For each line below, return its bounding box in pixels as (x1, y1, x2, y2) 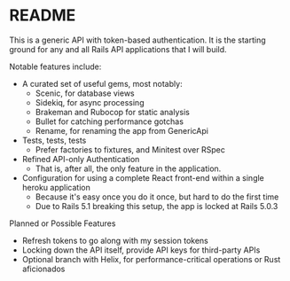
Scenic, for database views (35, 88, 135, 98)
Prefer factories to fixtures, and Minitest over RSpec (35, 144, 226, 155)
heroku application (21, 182, 90, 192)
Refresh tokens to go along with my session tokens (21, 235, 208, 246)
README (9, 5, 76, 26)
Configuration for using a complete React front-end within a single (21, 172, 264, 183)
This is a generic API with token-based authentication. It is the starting (9, 35, 266, 45)
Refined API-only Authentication (21, 153, 140, 164)
